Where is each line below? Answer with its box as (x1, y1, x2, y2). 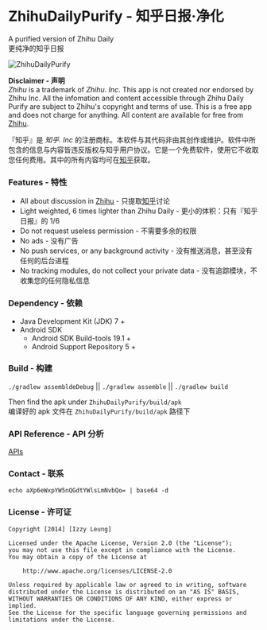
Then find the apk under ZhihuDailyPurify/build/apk (8, 397, 182, 406)
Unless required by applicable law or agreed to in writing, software (8, 581, 247, 589)
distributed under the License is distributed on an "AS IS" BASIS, (8, 588, 240, 596)
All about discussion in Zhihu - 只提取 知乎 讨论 (19, 196, 171, 206)
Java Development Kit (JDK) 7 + (19, 316, 126, 326)
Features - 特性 (8, 177, 68, 188)
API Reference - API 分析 (8, 428, 105, 439)
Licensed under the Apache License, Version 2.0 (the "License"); (8, 539, 233, 547)
